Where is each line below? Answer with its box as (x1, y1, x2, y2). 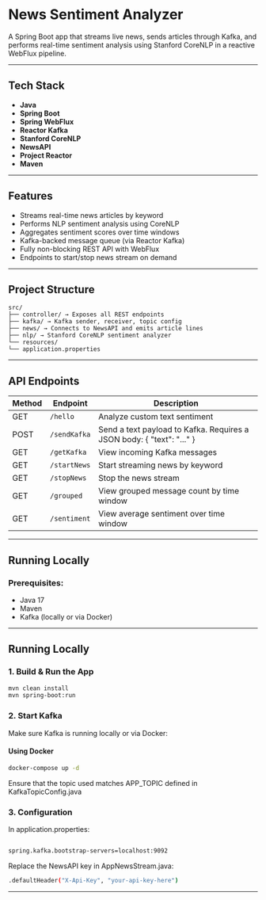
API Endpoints (8, 374, 80, 387)
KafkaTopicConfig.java (8, 787, 82, 796)
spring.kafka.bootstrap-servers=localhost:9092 (8, 846, 169, 855)
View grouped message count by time (98, 486, 240, 497)
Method (12, 398, 43, 409)
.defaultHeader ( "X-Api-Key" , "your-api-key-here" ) (8, 876, 179, 884)
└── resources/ (8, 338, 59, 346)
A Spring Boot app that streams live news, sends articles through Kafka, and (8, 32, 257, 41)
